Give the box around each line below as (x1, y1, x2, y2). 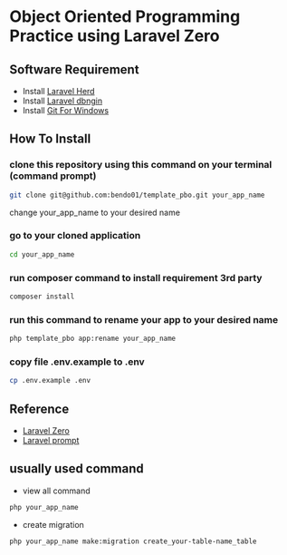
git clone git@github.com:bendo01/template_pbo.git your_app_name (9, 190, 265, 200)
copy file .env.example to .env (9, 355, 145, 368)
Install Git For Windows (22, 105, 110, 115)
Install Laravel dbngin (22, 95, 102, 106)
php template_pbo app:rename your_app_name (9, 334, 177, 344)
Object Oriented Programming (9, 6, 241, 27)
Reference (9, 401, 70, 416)
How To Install (9, 131, 91, 147)
